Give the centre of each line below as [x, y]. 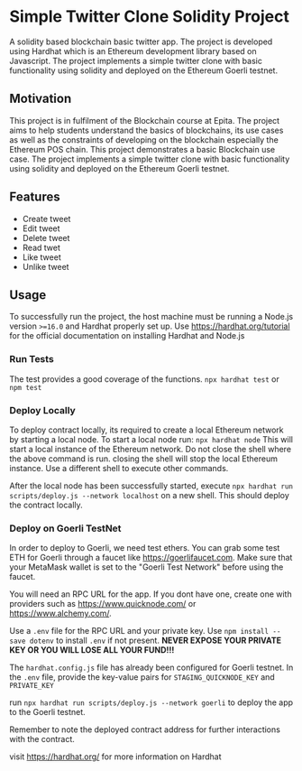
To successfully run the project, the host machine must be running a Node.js [151, 317]
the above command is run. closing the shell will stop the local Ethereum [143, 459]
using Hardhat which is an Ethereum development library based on [133, 51]
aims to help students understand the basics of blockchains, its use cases [146, 130]
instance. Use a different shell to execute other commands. [119, 468]
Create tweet [46, 218]
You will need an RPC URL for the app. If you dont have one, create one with [151, 594]
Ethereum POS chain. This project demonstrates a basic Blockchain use [142, 149]
